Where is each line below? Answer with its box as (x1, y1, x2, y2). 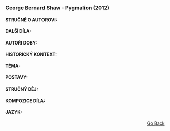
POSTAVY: (5, 74, 28, 80)
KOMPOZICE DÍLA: (5, 98, 46, 104)
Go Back (147, 120, 165, 126)
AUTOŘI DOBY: (5, 39, 37, 46)
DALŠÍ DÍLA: (5, 28, 31, 34)
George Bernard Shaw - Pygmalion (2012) (5, 4, 110, 11)
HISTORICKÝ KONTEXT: (5, 51, 57, 57)
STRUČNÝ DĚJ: (5, 86, 38, 92)
